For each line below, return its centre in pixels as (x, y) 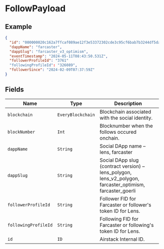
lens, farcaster (116, 152)
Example (19, 27)
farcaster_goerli (118, 191)
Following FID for (119, 219)
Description (128, 103)
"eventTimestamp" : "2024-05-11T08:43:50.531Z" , (59, 56)
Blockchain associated (125, 112)
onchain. (110, 138)
